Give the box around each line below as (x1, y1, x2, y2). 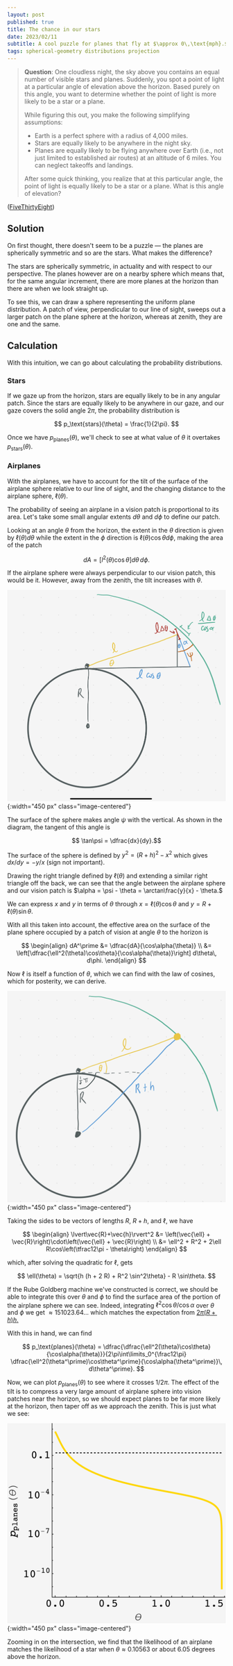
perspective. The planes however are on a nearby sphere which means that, (7, 269, 225, 278)
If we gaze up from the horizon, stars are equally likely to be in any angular (7, 391, 221, 399)
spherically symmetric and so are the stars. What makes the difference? (7, 249, 213, 257)
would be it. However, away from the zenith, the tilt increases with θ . (7, 576, 203, 585)
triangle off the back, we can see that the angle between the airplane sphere (7, 879, 226, 888)
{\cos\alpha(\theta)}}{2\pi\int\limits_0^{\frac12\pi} (46, 1350, 187, 1358)
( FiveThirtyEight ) (7, 203, 55, 211)
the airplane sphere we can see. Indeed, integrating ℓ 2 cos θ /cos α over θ (7, 1299, 215, 1309)
